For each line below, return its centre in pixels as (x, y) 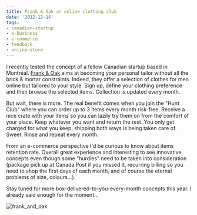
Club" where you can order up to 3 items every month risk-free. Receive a (96, 109)
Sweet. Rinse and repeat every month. (52, 134)
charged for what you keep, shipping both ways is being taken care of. (91, 128)
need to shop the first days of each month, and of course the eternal (89, 171)
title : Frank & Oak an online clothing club (61, 11)
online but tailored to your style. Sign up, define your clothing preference (94, 85)
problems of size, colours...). (41, 177)
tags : (13, 22)
